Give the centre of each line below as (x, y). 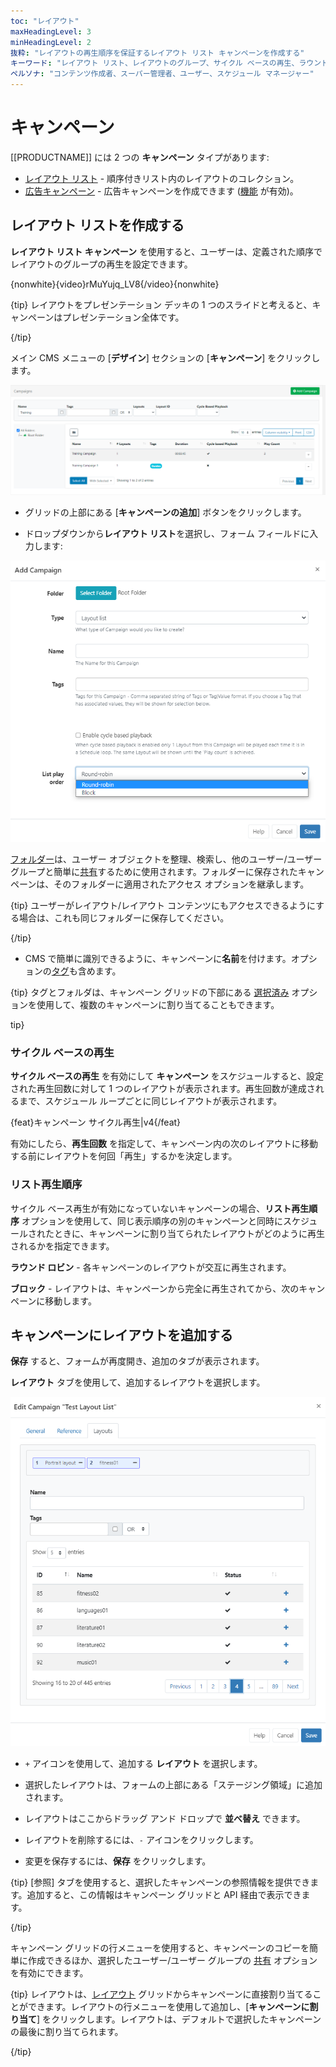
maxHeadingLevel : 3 (51, 31)
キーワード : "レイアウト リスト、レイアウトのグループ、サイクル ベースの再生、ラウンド (169, 63)
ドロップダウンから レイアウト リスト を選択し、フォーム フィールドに (167, 534)
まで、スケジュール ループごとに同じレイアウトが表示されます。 (150, 1101)
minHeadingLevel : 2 (51, 42)
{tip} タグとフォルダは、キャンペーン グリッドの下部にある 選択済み (150, 992)
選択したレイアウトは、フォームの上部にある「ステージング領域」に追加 (173, 1784)
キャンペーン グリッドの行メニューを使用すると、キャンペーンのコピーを (160, 1947)
